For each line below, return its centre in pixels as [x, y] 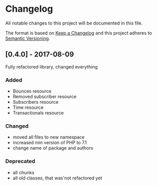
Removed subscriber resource [44, 97]
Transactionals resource [38, 113]
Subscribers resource [36, 102]
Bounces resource [32, 91]
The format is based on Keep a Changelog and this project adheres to [79, 33]
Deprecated [20, 161]
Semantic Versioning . [28, 38]
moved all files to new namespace [49, 137]
